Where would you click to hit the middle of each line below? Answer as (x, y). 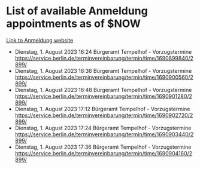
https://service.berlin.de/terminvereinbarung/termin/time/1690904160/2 (104, 153)
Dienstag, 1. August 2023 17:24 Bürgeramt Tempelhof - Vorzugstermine (103, 128)
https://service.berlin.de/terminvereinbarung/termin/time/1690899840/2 (104, 58)
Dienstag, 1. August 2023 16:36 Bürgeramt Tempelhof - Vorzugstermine (103, 70)
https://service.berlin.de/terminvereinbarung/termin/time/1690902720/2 (104, 115)
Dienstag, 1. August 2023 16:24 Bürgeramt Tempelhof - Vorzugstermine (103, 51)
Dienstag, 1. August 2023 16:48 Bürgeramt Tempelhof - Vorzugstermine (103, 90)
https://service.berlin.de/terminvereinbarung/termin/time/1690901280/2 (104, 96)
